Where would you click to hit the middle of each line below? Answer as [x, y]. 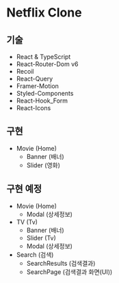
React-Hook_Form [42, 101]
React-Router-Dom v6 [47, 64]
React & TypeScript [43, 57]
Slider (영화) [43, 165]
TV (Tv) [27, 222]
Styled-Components [45, 93]
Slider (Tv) [41, 238]
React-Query [35, 78]
